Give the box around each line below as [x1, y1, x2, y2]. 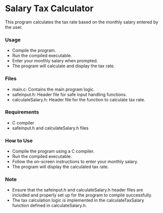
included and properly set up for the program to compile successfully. [12, 192, 152, 198]
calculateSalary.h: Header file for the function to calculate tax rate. [12, 97, 145, 102]
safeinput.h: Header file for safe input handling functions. [12, 91, 127, 97]
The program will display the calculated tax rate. [12, 164, 109, 170]
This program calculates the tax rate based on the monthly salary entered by [5, 19, 159, 25]
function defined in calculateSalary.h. [12, 203, 87, 209]
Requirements [5, 109, 39, 116]
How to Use [5, 137, 33, 144]
